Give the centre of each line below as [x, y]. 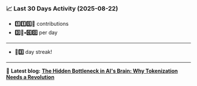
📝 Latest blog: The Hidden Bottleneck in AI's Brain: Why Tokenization [92, 71]
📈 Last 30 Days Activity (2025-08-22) [62, 8]
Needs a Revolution [30, 77]
